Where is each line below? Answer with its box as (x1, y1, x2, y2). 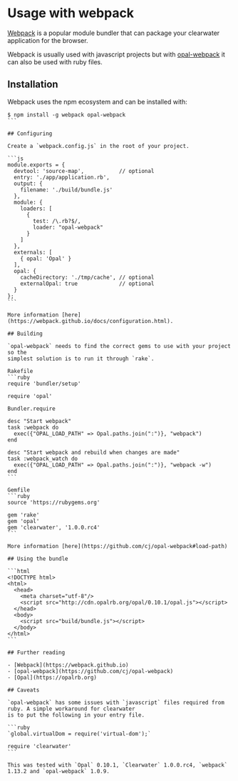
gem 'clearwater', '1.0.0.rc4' (7, 524, 100, 531)
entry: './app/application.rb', (14, 174, 110, 181)
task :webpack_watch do (7, 455, 78, 462)
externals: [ (14, 249, 53, 256)
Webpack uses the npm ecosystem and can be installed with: (7, 97, 187, 106)
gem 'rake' (7, 511, 40, 519)
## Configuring (7, 130, 53, 137)
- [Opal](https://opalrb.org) (7, 674, 98, 681)
